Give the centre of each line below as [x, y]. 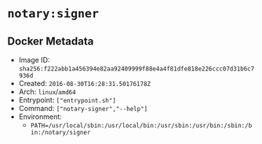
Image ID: [34, 60]
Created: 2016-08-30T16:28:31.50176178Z [84, 83]
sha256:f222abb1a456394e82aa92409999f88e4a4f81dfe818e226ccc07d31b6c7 [136, 69]
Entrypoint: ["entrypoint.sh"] [67, 100]
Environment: [40, 117]
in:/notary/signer [60, 132]
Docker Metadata [51, 41]
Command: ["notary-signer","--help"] [83, 108]
